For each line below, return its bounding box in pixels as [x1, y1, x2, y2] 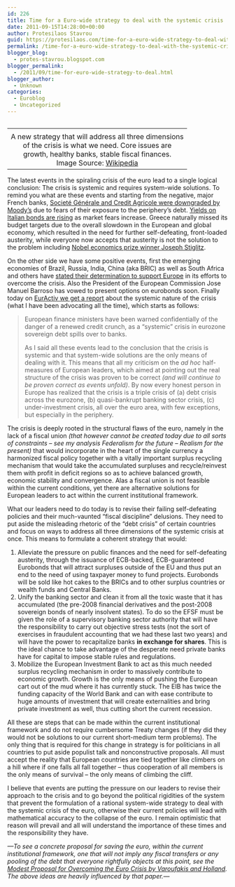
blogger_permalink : [7, 62, 64, 69]
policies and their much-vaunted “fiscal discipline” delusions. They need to [7, 512, 224, 520]
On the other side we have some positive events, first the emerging [7, 257, 201, 265]
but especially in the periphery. [24, 410, 114, 419]
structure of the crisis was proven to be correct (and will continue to [24, 373, 222, 381]
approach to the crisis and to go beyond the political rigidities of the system [7, 791, 225, 799]
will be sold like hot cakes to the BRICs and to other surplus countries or [17, 578, 225, 586]
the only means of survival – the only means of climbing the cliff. [7, 770, 193, 778]
